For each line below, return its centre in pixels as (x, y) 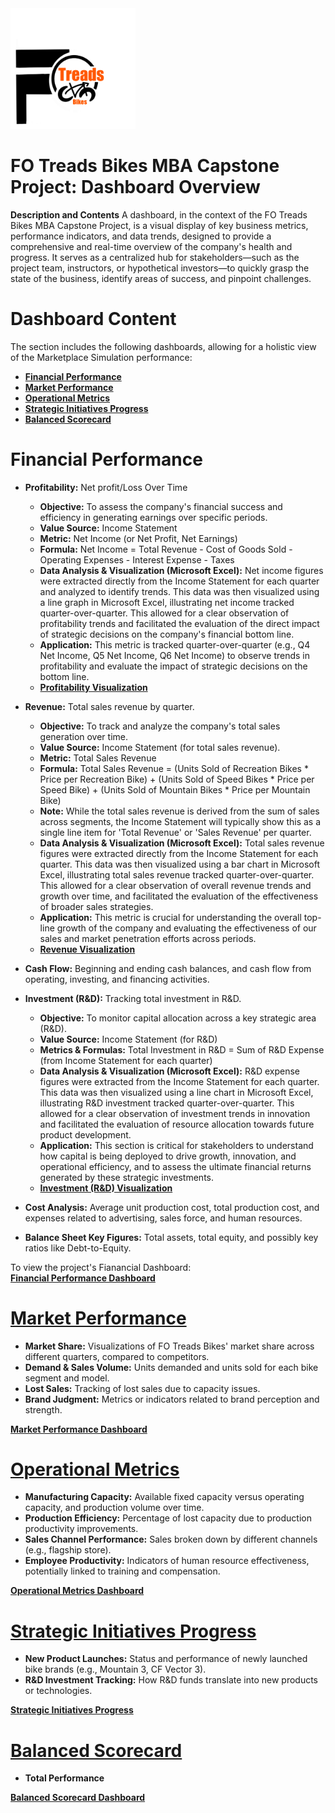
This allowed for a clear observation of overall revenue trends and (175, 885)
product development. (85, 1134)
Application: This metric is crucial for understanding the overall (170, 917)
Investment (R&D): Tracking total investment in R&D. (133, 998)
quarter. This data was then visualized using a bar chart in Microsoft (180, 864)
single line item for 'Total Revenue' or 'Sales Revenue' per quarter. (175, 832)
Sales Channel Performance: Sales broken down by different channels (171, 1539)
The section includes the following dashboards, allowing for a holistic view (163, 346)
